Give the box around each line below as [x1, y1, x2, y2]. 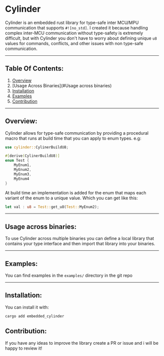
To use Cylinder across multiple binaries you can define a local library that [5, 236, 154, 241]
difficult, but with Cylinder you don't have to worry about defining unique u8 [5, 35, 157, 41]
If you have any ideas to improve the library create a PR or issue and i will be [5, 340, 159, 346]
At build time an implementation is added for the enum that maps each [5, 190, 146, 195]
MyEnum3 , [14, 171, 32, 177]
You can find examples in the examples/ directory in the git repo [5, 273, 133, 279]
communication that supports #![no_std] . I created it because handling [5, 24, 148, 30]
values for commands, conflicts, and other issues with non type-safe [5, 40, 143, 46]
